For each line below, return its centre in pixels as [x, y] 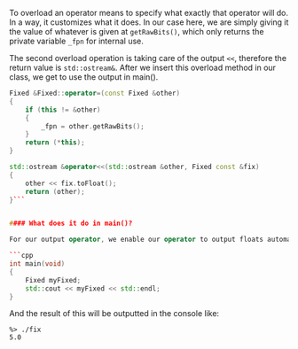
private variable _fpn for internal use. [77, 41]
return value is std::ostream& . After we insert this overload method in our [143, 67]
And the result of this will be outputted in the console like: [114, 314]
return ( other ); [55, 191]
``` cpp [21, 256]
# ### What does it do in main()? [71, 224]
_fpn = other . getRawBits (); [93, 126]
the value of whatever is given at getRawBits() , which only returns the [137, 31]
